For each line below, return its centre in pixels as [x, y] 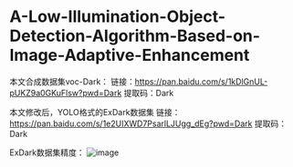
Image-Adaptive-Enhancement [130, 55]
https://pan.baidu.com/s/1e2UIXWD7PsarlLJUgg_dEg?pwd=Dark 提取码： [148, 123]
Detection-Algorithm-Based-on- [135, 36]
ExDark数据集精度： [47, 152]
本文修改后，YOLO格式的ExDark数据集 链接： [95, 112]
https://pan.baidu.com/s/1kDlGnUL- [201, 81]
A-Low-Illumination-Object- [118, 17]
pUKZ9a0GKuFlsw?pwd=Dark [66, 93]
